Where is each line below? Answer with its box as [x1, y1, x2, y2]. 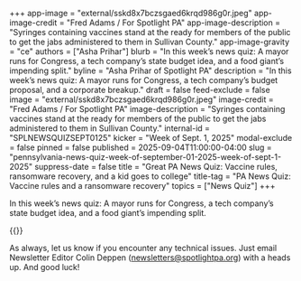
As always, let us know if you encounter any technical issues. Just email [9, 243, 278, 253]
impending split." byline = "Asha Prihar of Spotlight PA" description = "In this [9, 65, 292, 76]
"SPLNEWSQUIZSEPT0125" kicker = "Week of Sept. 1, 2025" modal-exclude [9, 133, 293, 143]
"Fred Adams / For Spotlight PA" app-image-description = [66, 17, 281, 28]
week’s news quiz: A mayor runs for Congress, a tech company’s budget [9, 75, 278, 85]
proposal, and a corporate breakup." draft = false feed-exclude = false [9, 85, 270, 95]
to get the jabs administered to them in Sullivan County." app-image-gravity [9, 36, 290, 47]
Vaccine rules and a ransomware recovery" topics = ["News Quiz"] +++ [9, 181, 276, 191]
